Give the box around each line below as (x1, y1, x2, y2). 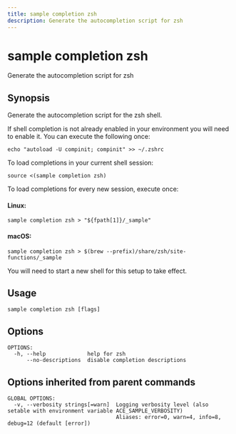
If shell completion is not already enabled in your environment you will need (7, 125, 230, 133)
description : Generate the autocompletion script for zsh (7, 17, 183, 24)
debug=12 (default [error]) (7, 420, 91, 428)
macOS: (7, 232, 32, 241)
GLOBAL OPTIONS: (7, 395, 56, 403)
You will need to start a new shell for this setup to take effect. (7, 267, 188, 275)
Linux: (7, 201, 26, 210)
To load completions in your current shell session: (7, 158, 154, 167)
